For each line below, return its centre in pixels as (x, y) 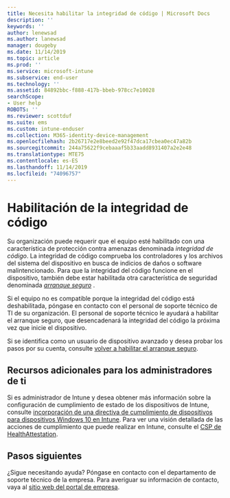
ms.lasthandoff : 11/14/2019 (47, 167)
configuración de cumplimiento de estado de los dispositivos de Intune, (108, 405)
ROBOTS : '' (23, 110)
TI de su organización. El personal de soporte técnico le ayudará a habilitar (113, 313)
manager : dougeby (32, 45)
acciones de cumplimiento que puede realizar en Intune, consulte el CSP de (114, 427)
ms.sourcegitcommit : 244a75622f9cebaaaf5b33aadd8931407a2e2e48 (100, 148)
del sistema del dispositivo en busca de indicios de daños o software (105, 263)
